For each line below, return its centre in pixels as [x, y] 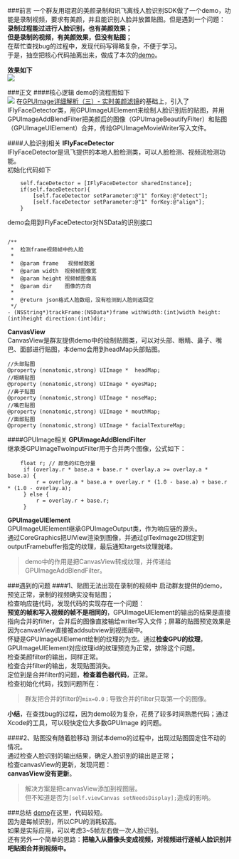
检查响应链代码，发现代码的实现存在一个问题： [76, 603]
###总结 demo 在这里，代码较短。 [57, 813]
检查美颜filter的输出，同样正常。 [55, 657]
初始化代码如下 [29, 170]
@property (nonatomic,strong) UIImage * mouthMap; [84, 412]
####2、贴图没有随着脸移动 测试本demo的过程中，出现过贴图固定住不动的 [117, 738]
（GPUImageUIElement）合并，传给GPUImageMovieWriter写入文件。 [109, 128]
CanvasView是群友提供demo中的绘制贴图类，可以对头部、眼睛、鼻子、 [112, 340]
